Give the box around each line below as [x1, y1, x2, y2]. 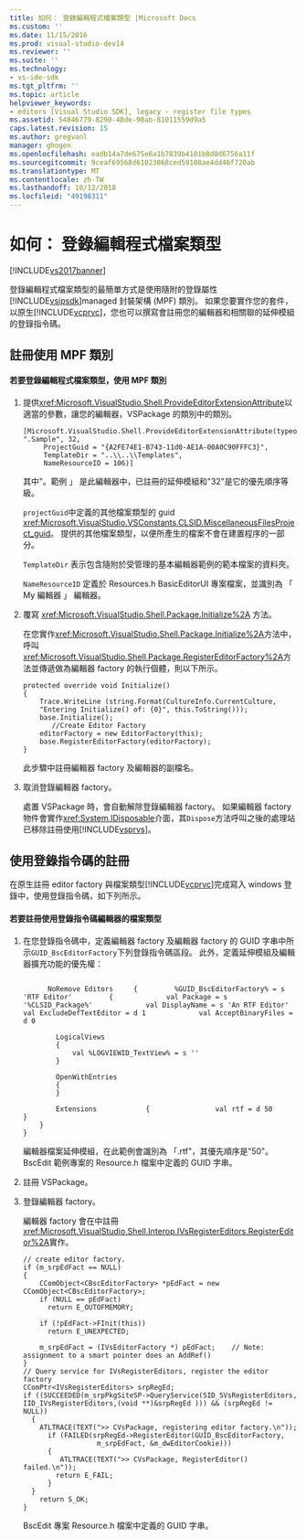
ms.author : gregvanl [9, 133, 89, 142]
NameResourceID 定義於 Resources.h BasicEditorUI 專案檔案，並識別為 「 [22, 578, 294, 589]
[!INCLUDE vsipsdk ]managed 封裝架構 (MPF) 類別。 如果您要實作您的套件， [9, 294, 293, 306]
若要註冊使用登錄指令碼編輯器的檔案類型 [9, 913, 162, 924]
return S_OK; [39, 1494, 90, 1504]
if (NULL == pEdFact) [39, 1295, 121, 1304]
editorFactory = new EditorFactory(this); [39, 729, 204, 738]
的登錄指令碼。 [9, 317, 66, 329]
